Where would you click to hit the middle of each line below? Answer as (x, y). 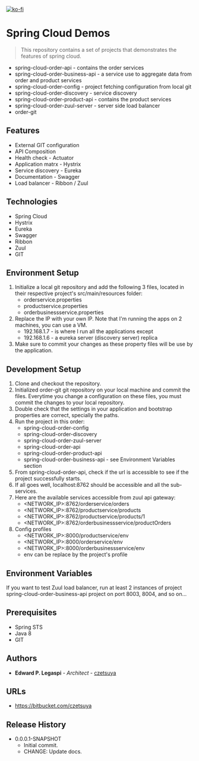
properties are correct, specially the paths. (67, 415)
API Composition (35, 151)
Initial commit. (41, 746)
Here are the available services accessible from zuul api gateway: (95, 498)
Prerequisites (31, 613)
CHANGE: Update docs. (53, 751)
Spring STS (29, 627)
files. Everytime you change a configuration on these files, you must (98, 396)
